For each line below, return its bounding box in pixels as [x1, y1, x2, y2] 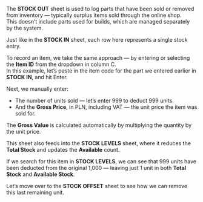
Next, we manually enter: [6, 85, 68, 93]
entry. [6, 42, 21, 50]
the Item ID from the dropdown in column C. [6, 60, 116, 68]
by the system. [6, 24, 44, 31]
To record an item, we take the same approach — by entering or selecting [6, 54, 190, 61]
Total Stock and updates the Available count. [6, 146, 120, 153]
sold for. [15, 110, 36, 117]
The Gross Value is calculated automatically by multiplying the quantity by [6, 122, 192, 129]
